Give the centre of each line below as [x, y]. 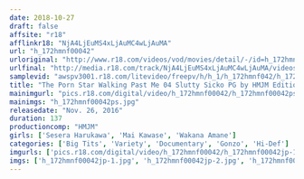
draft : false [34, 26]
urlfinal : [28, 69]
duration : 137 [36, 118]
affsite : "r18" [38, 34]
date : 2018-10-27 [42, 18]
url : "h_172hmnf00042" [52, 52]
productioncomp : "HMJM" [54, 127]
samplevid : [30, 77]
